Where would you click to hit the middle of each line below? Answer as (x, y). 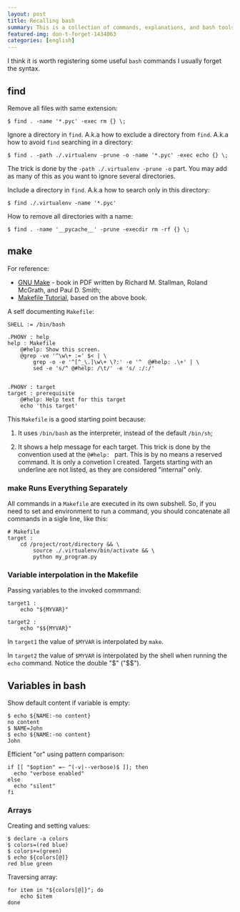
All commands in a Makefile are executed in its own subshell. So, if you (112, 504)
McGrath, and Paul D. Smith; (59, 289)
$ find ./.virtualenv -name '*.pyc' (62, 203)
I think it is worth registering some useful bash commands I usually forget (115, 61)
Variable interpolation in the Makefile (73, 575)
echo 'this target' (49, 406)
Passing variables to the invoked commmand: (74, 590)
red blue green (30, 864)
